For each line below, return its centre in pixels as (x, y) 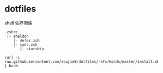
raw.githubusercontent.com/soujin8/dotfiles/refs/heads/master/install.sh (82, 61)
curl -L (12, 57)
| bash (11, 66)
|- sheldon (18, 36)
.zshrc (11, 32)
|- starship (32, 49)
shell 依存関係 (18, 23)
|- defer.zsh (27, 40)
